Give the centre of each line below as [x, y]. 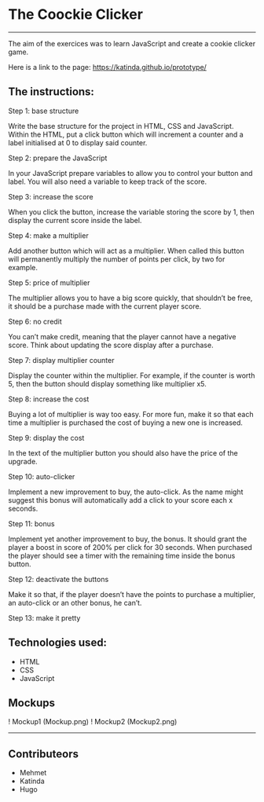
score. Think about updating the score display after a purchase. [111, 345]
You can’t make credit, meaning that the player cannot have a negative [122, 336]
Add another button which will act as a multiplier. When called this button [126, 251]
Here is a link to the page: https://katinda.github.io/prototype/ [107, 67]
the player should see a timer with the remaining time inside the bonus [122, 555]
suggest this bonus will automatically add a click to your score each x [121, 500]
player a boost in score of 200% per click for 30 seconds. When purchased [130, 547]
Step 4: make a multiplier [48, 235]
